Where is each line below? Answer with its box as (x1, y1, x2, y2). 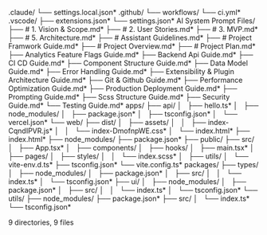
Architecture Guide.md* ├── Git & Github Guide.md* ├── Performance (8, 76, 243, 84)
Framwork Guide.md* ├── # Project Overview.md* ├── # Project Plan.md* (8, 41, 257, 51)
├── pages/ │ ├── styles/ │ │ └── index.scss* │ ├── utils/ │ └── (8, 151, 249, 161)
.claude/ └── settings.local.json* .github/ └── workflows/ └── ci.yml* (8, 8, 241, 17)
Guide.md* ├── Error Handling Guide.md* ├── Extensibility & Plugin (8, 67, 235, 76)
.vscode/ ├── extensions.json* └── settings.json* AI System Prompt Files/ (8, 16, 256, 25)
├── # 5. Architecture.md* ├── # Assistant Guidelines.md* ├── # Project (8, 33, 253, 42)
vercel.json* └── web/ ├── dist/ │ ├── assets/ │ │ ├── (8, 118, 206, 127)
